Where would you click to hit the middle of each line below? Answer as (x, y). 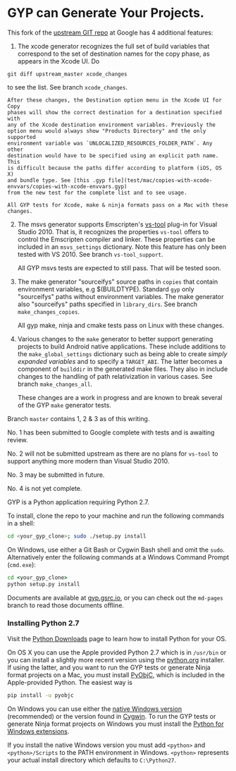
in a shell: (21, 523)
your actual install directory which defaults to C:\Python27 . (92, 760)
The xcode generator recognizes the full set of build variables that (113, 46)
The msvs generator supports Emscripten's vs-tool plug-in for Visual (117, 224)
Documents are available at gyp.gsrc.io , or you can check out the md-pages (116, 597)
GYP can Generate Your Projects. (106, 13)
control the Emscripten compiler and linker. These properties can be (116, 239)
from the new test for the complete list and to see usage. (98, 193)
